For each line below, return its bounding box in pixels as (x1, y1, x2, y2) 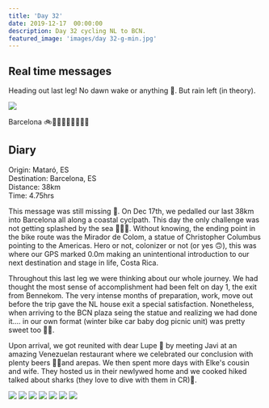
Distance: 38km (8, 182, 61, 191)
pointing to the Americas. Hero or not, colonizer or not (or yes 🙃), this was (8, 240, 257, 250)
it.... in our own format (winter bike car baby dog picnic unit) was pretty (8, 316, 246, 326)
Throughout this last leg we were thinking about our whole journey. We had (8, 273, 258, 283)
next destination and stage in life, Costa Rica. (8, 258, 159, 267)
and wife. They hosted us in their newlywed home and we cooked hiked (8, 366, 247, 376)
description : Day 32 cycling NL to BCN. (8, 27, 147, 35)
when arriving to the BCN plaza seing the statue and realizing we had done (8, 308, 258, 318)
